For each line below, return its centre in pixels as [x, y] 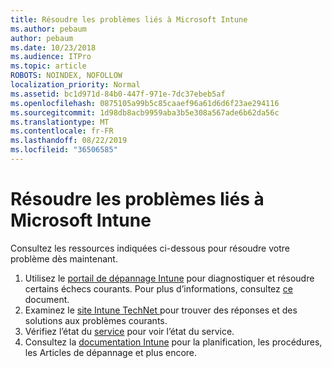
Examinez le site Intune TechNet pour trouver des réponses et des [161, 310]
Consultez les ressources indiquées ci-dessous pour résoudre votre [150, 248]
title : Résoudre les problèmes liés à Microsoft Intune [129, 19]
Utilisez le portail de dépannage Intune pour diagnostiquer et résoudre [169, 278]
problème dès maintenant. [64, 258]
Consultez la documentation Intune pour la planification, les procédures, [173, 342]
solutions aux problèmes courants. [96, 320]
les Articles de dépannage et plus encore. [111, 352]
